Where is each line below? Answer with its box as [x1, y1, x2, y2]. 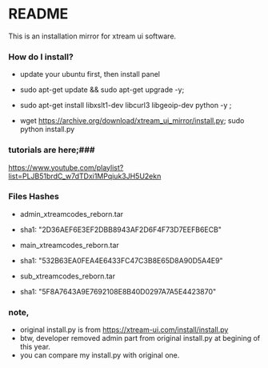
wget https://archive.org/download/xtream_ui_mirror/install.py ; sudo [19, 116, 245, 126]
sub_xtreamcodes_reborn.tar [19, 271, 116, 281]
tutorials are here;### [8, 145, 95, 156]
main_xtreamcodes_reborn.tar [19, 240, 120, 250]
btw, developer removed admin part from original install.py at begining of [19, 334, 261, 343]
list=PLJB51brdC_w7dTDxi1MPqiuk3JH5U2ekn [8, 171, 162, 181]
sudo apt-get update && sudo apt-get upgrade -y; [19, 85, 185, 94]
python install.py [19, 125, 75, 134]
